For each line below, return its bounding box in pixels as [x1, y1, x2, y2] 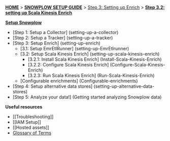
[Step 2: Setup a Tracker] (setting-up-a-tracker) [12, 35, 113, 41]
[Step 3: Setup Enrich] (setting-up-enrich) [12, 40, 100, 46]
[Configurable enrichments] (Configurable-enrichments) [20, 78, 138, 84]
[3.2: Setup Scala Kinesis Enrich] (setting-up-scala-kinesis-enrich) [20, 51, 160, 57]
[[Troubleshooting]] [12, 114, 54, 120]
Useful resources [5, 104, 43, 110]
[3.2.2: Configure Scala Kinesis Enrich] [27, 62, 109, 67]
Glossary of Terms [12, 130, 52, 136]
